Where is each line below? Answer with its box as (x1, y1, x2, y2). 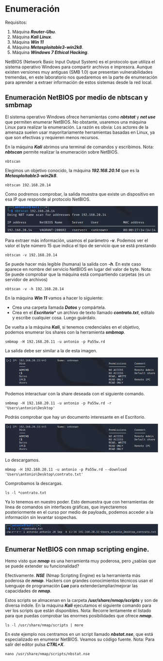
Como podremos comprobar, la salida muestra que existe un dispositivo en (5, 191, 155, 197)
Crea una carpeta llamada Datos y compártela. (12, 304, 106, 310)
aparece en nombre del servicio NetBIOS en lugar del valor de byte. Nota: (5, 266, 152, 272)
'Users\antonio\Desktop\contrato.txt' (5, 472, 83, 477)
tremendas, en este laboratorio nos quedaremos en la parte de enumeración (5, 74, 158, 80)
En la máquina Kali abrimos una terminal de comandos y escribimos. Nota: (5, 144, 154, 150)
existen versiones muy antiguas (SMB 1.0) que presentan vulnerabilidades (5, 69, 153, 75)
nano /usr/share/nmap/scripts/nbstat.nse (5, 652, 90, 657)
